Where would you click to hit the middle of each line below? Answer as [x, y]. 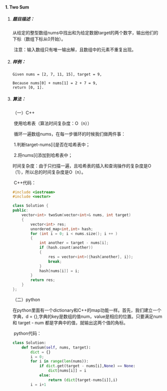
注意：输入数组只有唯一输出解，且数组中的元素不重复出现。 [75, 49]
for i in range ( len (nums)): [60, 361]
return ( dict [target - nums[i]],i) [83, 380]
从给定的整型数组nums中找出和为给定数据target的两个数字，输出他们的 [85, 32]
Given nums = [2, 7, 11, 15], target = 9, [57, 74]
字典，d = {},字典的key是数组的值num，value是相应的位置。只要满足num [87, 316]
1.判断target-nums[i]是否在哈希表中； [52, 144]
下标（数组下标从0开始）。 [39, 39]
